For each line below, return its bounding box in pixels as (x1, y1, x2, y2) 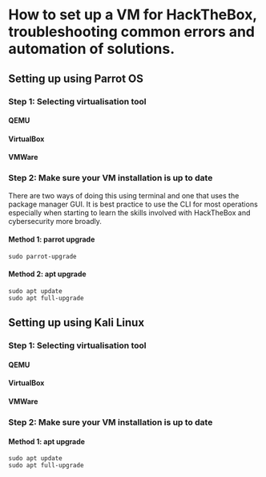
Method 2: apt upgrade (8, 269, 87, 279)
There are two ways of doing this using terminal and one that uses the (8, 190, 240, 200)
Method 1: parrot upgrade (8, 234, 95, 244)
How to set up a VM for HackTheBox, (8, 6, 258, 24)
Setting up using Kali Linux (8, 316, 145, 330)
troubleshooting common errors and (8, 22, 255, 41)
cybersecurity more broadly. (8, 216, 103, 226)
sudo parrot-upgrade (8, 252, 78, 260)
